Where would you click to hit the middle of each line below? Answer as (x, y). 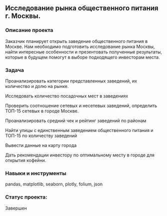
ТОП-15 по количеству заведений (41, 135)
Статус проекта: (26, 197)
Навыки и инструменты (36, 173)
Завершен (16, 208)
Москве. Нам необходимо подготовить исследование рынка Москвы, (80, 46)
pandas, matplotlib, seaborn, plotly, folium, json (54, 184)
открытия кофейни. (26, 160)
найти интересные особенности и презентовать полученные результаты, (84, 51)
